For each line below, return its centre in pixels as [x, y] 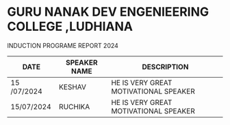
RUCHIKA [75, 106]
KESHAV [73, 87]
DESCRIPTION [165, 67]
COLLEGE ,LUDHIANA [70, 26]
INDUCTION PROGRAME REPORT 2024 [63, 45]
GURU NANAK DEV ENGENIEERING [108, 12]
